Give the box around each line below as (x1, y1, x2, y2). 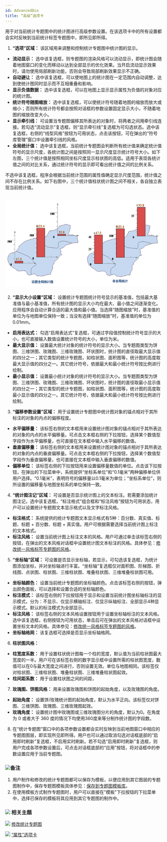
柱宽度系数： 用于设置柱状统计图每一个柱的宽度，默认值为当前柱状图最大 (12, 650, 162, 656)
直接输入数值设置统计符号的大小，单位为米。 (29, 336, 122, 342)
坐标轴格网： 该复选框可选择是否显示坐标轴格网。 (12, 630, 114, 635)
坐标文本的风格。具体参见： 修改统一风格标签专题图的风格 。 (16, 623, 139, 629)
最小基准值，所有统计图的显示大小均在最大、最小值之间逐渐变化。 (25, 300, 161, 306)
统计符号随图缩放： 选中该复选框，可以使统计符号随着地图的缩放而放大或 (12, 99, 162, 105)
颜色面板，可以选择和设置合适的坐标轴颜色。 (16, 586, 108, 592)
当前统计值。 (9, 184, 36, 190)
